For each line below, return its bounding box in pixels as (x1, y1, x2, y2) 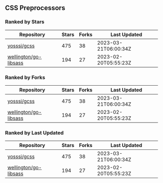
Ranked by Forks (5, 74, 45, 81)
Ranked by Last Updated (5, 129, 64, 136)
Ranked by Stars (5, 18, 45, 25)
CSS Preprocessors (5, 4, 65, 12)
